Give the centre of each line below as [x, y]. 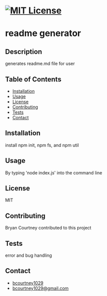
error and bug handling [28, 255]
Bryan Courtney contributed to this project [48, 228]
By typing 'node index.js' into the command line [54, 173]
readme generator [43, 34]
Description [24, 51]
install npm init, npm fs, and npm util [42, 145]
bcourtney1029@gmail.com [40, 288]
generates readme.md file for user [40, 64]
